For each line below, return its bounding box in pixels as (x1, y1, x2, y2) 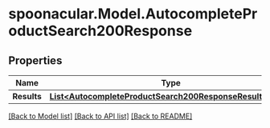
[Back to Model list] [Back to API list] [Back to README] (8, 111, 193, 121)
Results (12, 91, 43, 102)
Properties (8, 54, 63, 67)
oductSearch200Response (8, 22, 193, 40)
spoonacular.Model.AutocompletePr (8, 5, 258, 23)
